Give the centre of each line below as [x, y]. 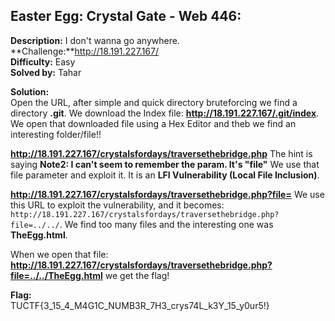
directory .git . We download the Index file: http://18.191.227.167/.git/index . [165, 113]
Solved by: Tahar [46, 72]
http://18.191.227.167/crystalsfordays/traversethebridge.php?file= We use [167, 194]
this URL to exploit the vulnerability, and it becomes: [117, 205]
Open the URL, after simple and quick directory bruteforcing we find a [154, 102]
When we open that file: [59, 254]
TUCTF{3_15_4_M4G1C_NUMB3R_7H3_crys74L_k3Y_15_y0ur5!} [140, 305]
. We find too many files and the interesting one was [166, 224]
